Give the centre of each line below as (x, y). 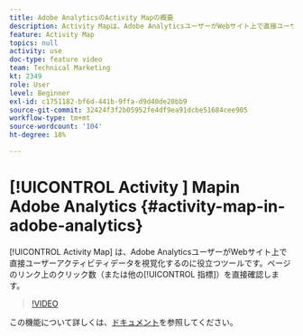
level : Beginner (40, 93)
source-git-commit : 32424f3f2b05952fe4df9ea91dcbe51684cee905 (129, 110)
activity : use (36, 51)
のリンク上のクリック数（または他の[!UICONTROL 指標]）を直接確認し (141, 274)
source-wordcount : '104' (56, 127)
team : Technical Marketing (60, 68)
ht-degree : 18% (38, 135)
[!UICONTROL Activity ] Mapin (125, 188)
